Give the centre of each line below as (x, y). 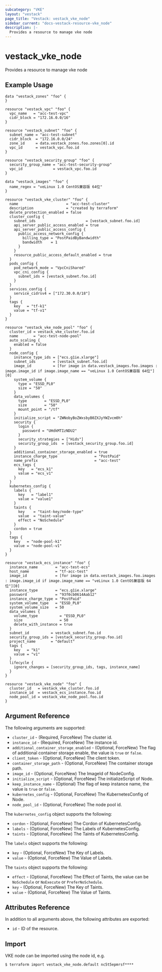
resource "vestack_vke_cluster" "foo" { (47, 200)
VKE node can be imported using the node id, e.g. (55, 956)
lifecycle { (22, 663)
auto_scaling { (25, 340)
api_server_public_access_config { (50, 229)
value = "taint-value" (42, 516)
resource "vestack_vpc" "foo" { (38, 109)
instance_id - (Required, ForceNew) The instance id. (65, 742)
